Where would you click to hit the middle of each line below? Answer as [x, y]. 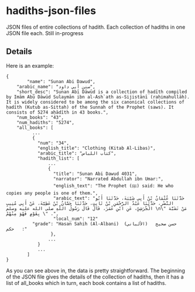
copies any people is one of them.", [52, 193]
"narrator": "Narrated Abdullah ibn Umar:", [108, 179]
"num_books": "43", [40, 117]
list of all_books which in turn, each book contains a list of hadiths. [86, 283]
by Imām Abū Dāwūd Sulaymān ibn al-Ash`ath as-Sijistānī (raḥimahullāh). [98, 97]
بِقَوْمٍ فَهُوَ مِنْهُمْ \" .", [32, 214]
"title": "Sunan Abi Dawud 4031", [95, 174]
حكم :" [17, 229]
